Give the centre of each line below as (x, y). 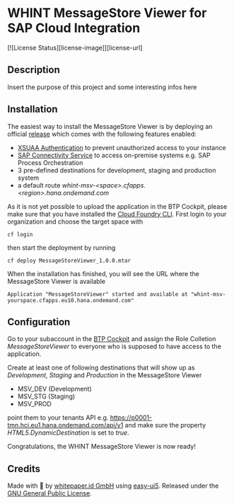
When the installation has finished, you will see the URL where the (103, 273)
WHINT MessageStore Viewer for (107, 13)
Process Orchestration (50, 162)
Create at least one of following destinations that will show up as (101, 368)
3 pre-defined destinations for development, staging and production (117, 170)
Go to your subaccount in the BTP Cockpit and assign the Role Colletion (112, 339)
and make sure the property (165, 425)
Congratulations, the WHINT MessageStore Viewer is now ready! (102, 447)
